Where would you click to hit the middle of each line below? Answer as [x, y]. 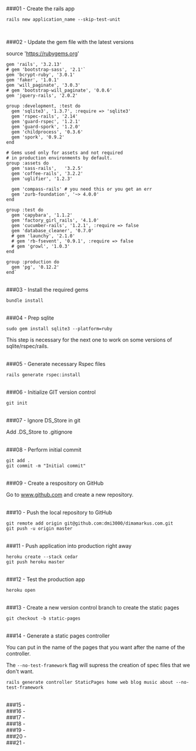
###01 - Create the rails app [41, 9]
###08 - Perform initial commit [44, 450]
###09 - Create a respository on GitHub [55, 483]
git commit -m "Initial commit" [46, 466]
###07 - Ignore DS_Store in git [44, 420]
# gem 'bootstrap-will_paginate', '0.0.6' [59, 90]
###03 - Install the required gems [47, 290]
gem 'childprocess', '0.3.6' [47, 132]
